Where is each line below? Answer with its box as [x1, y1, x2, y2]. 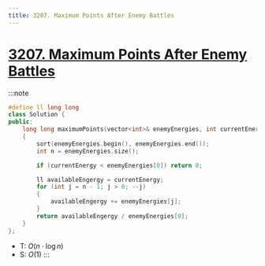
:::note [8, 88, 29, 98]
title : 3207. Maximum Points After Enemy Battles [8, 11, 175, 20]
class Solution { [8, 111, 65, 119]
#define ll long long [8, 103, 80, 111]
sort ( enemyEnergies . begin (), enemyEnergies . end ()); [36, 139, 211, 148]
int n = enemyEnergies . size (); [36, 147, 140, 155]
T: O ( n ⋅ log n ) [19, 241, 64, 250]
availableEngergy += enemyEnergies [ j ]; [50, 198, 181, 205]
